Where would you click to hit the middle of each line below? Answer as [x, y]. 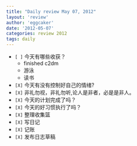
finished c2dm [41, 63]
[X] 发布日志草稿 [35, 137]
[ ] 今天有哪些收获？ [40, 56]
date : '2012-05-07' [30, 28]
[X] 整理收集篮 [32, 115]
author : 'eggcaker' [30, 22]
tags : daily [21, 39]
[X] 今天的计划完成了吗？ [45, 100]
